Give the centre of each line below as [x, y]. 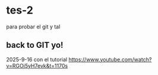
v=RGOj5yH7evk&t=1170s [37, 66]
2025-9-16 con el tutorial [37, 59]
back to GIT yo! [35, 45]
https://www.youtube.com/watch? [110, 59]
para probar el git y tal [33, 27]
